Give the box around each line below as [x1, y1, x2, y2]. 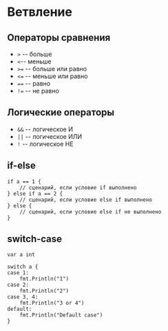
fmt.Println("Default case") [19, 312, 103, 319]
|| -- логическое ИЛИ [17, 132, 83, 140]
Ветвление [7, 4, 72, 20]
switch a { [7, 263, 39, 270]
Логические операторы [7, 106, 115, 118]
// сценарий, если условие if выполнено [19, 184, 137, 191]
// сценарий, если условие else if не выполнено [19, 208, 162, 215]
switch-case [7, 233, 63, 245]
